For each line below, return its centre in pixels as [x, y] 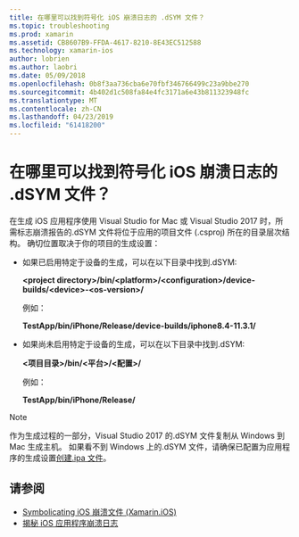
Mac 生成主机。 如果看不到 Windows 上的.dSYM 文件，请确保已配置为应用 [146, 446]
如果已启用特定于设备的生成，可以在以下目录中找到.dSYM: [129, 262]
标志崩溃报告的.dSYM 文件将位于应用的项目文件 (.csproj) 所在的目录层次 [149, 232]
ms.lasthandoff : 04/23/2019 [62, 117]
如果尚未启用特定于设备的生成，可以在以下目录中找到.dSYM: [133, 343]
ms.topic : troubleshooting [59, 26]
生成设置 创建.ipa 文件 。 [68, 458]
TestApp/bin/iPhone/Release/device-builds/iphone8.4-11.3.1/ [139, 326]
